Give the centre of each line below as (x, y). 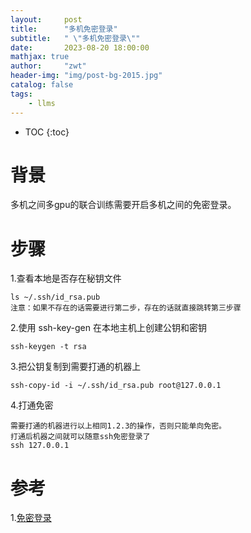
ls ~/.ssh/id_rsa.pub (55, 297)
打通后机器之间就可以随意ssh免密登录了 (80, 437)
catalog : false (42, 85)
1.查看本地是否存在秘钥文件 (66, 278)
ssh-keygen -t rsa (48, 347)
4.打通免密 (32, 405)
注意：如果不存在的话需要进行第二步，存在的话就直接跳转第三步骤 (126, 308)
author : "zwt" (48, 66)
